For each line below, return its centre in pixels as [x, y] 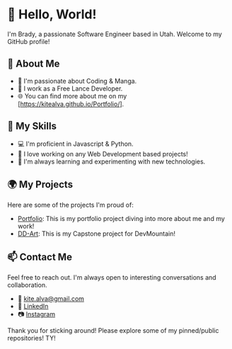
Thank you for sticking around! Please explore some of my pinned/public [113, 331]
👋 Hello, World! [52, 15]
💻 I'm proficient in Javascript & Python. [75, 144]
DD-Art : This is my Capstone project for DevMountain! [96, 234]
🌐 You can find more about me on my [72, 96]
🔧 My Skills [32, 126]
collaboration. [27, 285]
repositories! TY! [31, 338]
